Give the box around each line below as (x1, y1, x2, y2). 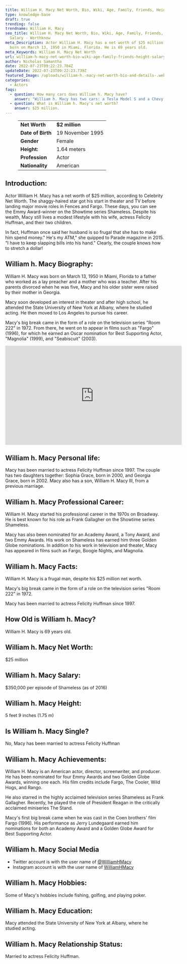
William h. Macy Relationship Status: (5, 940, 122, 948)
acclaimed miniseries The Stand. (5, 805, 73, 811)
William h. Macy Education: (5, 907, 93, 915)
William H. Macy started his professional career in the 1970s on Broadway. (5, 511, 159, 517)
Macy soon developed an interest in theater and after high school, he (5, 299, 149, 305)
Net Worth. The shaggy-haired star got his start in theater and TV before (5, 198, 156, 204)
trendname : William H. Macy (5, 26, 65, 31)
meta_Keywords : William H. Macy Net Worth (5, 49, 96, 54)
